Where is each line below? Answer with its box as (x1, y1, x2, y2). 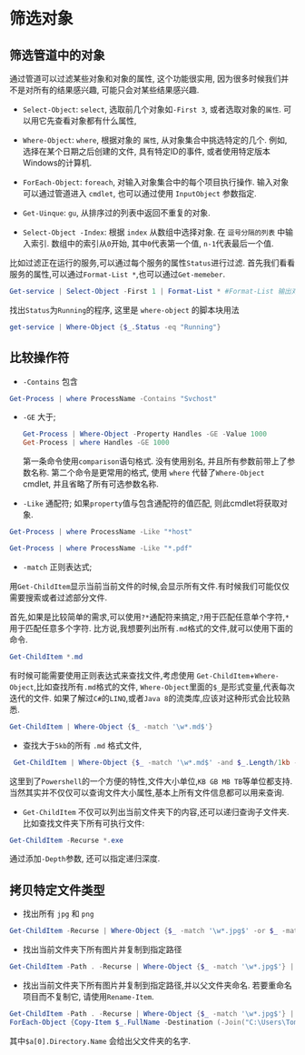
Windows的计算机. (22, 157, 93, 168)
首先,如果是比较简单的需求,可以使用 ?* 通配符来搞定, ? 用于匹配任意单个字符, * (9, 611, 290, 622)
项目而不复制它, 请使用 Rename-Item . (22, 991, 154, 1001)
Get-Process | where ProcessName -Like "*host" (9, 527, 193, 537)
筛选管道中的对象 (9, 47, 105, 63)
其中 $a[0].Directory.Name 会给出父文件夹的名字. (9, 1035, 192, 1046)
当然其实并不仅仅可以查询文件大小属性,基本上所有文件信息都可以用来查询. (9, 787, 285, 798)
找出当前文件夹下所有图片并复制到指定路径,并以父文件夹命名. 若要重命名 (22, 980, 292, 990)
